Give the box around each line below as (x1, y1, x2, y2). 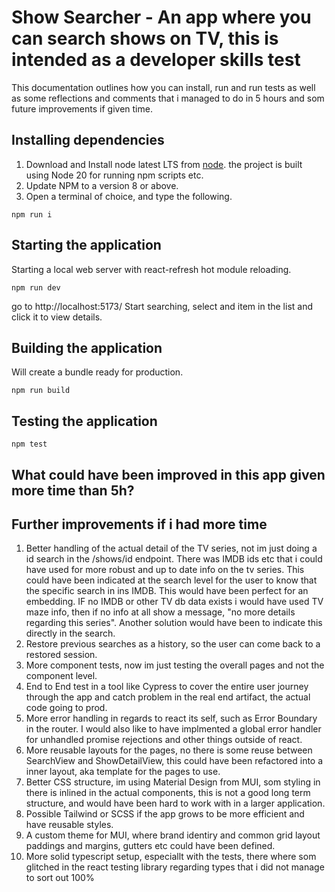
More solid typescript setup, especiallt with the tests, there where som (25, 851, 317, 863)
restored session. (25, 649, 98, 661)
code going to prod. (25, 702, 108, 714)
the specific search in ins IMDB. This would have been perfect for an (25, 585, 309, 597)
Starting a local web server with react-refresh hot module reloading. (11, 263, 292, 275)
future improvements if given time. (11, 102, 153, 115)
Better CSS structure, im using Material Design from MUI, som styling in (25, 776, 321, 788)
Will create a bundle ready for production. (11, 366, 184, 378)
